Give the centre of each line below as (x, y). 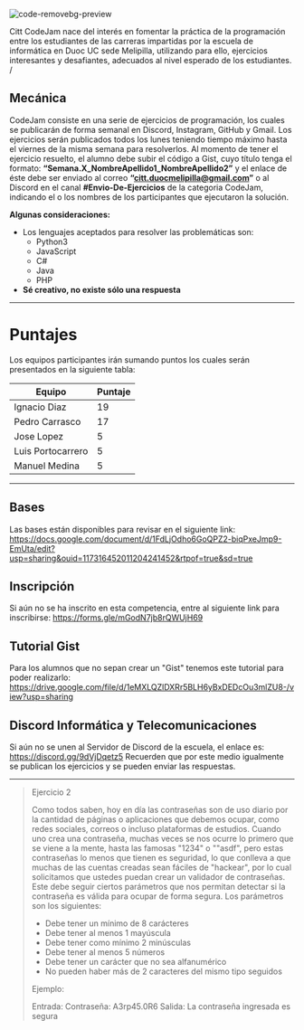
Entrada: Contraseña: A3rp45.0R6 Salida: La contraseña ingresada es (161, 1006)
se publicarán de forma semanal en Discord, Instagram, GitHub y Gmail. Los (151, 129)
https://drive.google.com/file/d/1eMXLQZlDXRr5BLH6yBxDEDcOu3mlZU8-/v (152, 687)
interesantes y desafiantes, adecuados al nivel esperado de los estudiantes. (151, 60)
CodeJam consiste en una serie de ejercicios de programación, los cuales (147, 120)
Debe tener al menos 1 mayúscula (108, 933)
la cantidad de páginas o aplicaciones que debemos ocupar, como (155, 819)
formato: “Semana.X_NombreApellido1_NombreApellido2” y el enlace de (148, 168)
